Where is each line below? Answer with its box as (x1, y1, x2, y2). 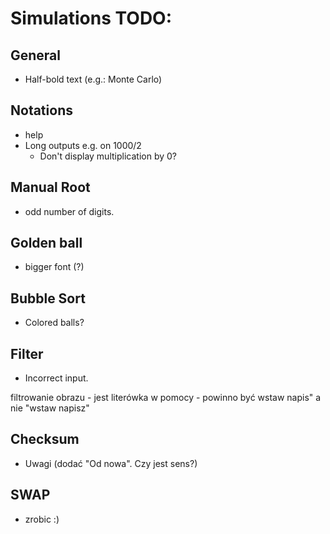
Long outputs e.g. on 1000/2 (24, 139, 142, 151)
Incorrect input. (24, 372, 89, 384)
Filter (10, 345, 44, 362)
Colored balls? (24, 317, 85, 329)
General (10, 47, 62, 64)
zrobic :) (24, 513, 60, 525)
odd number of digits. (24, 205, 115, 217)
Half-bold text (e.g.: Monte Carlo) (24, 73, 163, 85)
